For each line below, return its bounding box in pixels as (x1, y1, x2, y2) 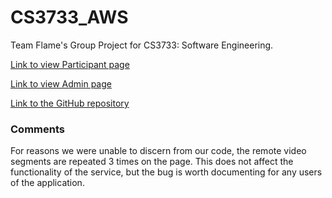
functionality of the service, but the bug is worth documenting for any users (10, 166, 323, 178)
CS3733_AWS (10, 6, 129, 29)
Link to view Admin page (10, 77, 112, 90)
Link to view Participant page (10, 58, 130, 70)
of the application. (10, 177, 85, 189)
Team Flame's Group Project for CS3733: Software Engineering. (10, 39, 274, 51)
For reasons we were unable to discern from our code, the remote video (10, 145, 307, 157)
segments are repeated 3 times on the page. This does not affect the (10, 156, 294, 168)
